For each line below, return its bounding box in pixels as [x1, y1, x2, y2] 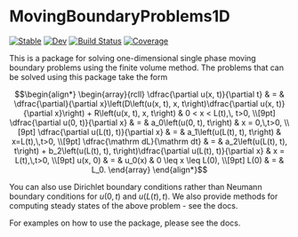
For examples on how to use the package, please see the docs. [9, 217, 241, 228]
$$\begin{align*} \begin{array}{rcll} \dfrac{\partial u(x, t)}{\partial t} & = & [14, 89, 285, 99]
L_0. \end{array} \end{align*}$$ [91, 164, 208, 175]
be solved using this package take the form [9, 71, 168, 82]
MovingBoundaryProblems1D [9, 6, 230, 27]
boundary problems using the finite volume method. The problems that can [9, 62, 285, 73]
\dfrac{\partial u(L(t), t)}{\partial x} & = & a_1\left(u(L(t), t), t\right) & [37, 126, 282, 137]
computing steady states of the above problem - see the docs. [9, 200, 238, 210]
